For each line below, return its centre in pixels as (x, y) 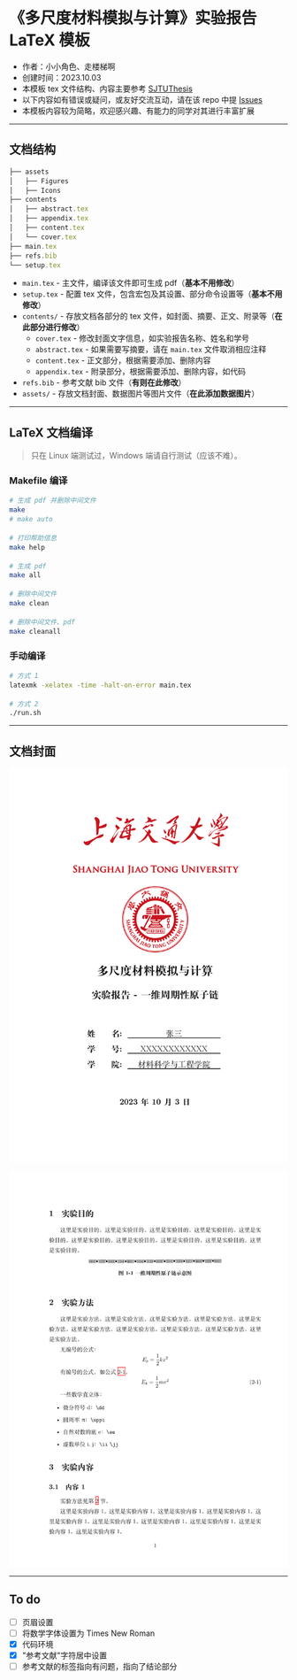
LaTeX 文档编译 (51, 432)
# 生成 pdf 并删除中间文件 (53, 501)
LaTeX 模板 (49, 40)
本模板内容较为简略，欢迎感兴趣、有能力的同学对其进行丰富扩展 (138, 111)
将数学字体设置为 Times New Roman (88, 1633)
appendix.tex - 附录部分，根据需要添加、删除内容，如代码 (140, 372)
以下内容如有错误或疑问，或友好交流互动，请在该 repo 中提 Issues (142, 99)
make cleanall (35, 631)
